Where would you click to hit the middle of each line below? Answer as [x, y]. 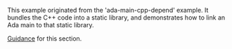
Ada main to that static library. [51, 25]
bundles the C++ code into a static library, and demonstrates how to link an [116, 17]
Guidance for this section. [45, 38]
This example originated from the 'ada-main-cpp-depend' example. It [108, 10]
